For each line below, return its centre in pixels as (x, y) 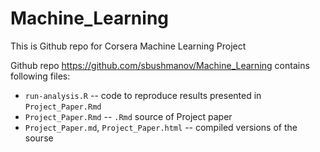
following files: (40, 76)
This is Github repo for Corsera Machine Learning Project (128, 46)
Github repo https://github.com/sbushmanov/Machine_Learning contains (160, 65)
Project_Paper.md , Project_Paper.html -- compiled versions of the (161, 127)
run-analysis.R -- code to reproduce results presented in (143, 95)
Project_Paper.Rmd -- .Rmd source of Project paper (128, 116)
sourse (39, 138)
